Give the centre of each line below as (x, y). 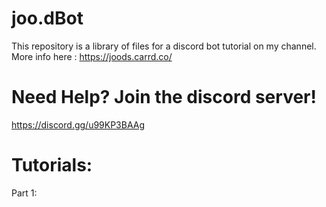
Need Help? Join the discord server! (164, 97)
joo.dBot (47, 18)
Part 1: (24, 193)
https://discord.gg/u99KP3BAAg (78, 124)
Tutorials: (52, 165)
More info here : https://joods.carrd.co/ (92, 56)
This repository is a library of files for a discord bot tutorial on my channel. (164, 46)
